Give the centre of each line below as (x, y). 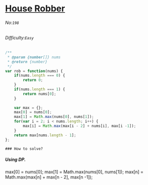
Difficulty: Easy (20, 38)
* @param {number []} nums (34, 57)
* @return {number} (27, 62)
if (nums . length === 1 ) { (40, 89)
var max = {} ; (28, 108)
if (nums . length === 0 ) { (40, 75)
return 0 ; (33, 80)
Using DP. (16, 160)
